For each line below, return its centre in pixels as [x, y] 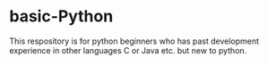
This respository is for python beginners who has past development [134, 41]
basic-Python [61, 16]
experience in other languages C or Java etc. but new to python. [128, 50]
